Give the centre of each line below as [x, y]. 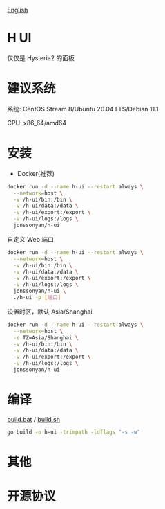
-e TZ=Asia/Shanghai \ [46, 338]
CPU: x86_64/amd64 [37, 123]
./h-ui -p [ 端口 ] [37, 298]
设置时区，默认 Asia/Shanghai [50, 312]
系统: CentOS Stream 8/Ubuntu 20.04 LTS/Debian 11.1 [83, 109]
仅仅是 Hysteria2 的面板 [41, 57]
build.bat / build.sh [34, 419]
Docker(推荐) [36, 173]
